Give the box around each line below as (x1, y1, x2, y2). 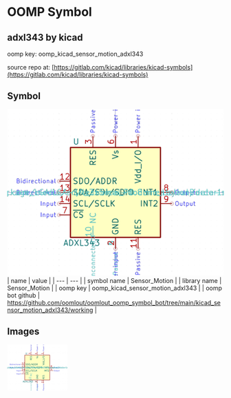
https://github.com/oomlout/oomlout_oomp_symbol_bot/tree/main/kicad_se (7, 299, 221, 307)
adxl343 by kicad (7, 32, 83, 43)
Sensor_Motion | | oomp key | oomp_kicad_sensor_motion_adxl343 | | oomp (7, 284, 222, 293)
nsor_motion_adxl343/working (7, 306, 93, 314)
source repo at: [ (7, 63, 54, 71)
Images (7, 326, 40, 337)
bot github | (7, 291, 40, 300)
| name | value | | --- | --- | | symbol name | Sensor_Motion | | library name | (7, 277, 222, 285)
